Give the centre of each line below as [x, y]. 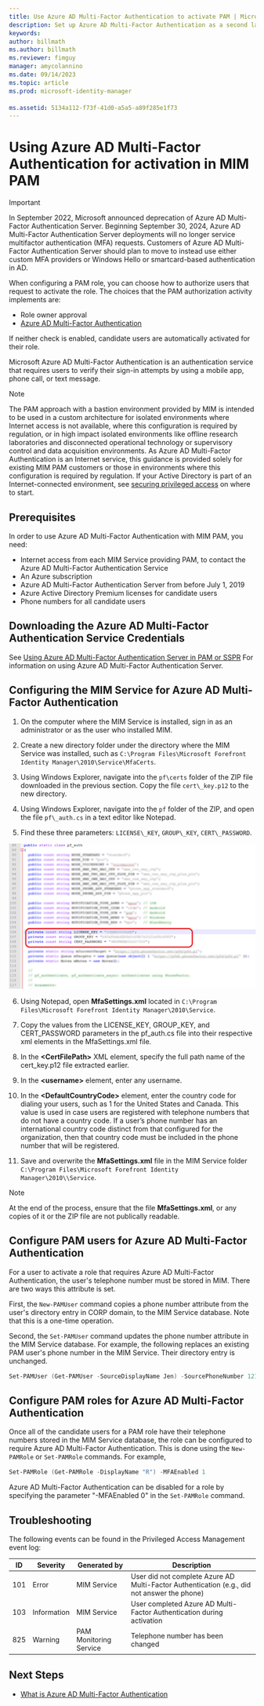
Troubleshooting [51, 1520]
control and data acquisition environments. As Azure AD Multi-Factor [120, 451]
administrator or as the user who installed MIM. [96, 729]
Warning [46, 1640]
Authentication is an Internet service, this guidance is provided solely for [126, 459]
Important [25, 203]
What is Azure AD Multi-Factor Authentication [94, 1694]
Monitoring [94, 1640]
